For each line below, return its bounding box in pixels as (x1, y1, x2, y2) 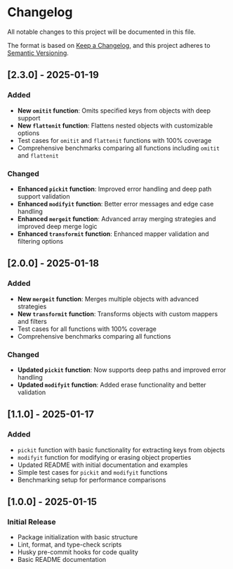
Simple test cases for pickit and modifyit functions (17, 468, 168, 476)
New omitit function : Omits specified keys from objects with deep (17, 106, 211, 115)
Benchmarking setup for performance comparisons (17, 475, 166, 484)
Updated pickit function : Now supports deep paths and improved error (17, 365, 227, 374)
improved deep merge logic (17, 222, 98, 230)
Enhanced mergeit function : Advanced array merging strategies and (17, 214, 216, 223)
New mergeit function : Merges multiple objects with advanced (17, 294, 199, 303)
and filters (17, 317, 47, 325)
